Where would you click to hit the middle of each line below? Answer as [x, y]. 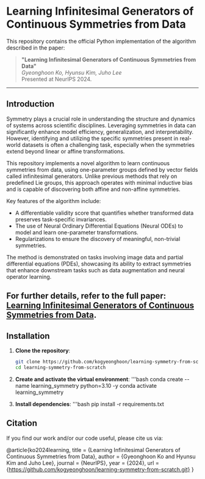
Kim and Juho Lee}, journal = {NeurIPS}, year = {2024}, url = [83, 462]
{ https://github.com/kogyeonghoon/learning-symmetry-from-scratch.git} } [100, 469]
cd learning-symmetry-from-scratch [60, 367]
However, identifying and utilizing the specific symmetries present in [92, 138]
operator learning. [29, 277]
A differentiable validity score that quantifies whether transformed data [104, 213]
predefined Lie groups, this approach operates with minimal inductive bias [99, 182]
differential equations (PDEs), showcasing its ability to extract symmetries [99, 264]
